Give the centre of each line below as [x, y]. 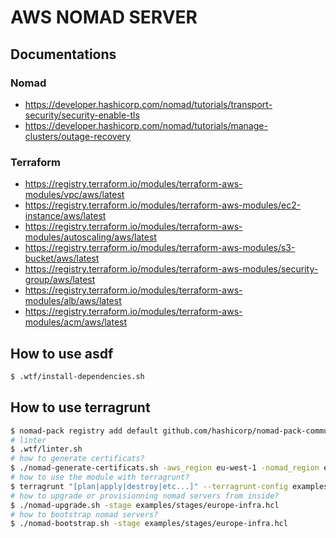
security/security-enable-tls [82, 115]
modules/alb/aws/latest [73, 301]
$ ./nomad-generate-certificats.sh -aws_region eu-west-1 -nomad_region [165, 468]
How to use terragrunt [80, 407]
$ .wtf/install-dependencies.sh [77, 376]
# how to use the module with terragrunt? [100, 477]
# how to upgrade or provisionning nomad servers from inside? [145, 496]
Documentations [63, 54]
